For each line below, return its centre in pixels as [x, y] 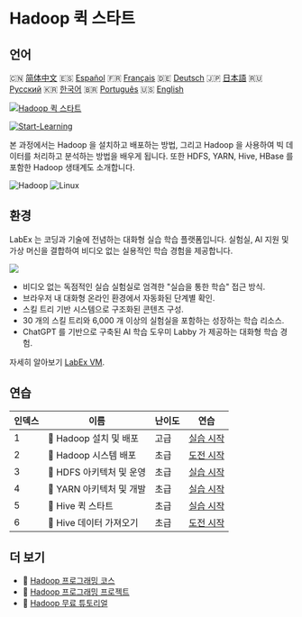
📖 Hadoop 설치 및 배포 [94, 438]
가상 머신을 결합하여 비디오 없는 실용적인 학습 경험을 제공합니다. [121, 250]
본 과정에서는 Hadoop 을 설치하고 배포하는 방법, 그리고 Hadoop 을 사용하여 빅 [146, 145]
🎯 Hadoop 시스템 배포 [92, 455]
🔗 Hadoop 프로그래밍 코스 [69, 581]
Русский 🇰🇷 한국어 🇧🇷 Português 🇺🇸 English [97, 89]
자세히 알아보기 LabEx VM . [57, 362]
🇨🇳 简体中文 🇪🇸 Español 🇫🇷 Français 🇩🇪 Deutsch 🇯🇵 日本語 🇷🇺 [136, 78]
